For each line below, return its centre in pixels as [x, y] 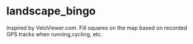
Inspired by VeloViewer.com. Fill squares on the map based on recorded [97, 28]
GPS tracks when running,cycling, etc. [54, 34]
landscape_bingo [51, 11]
